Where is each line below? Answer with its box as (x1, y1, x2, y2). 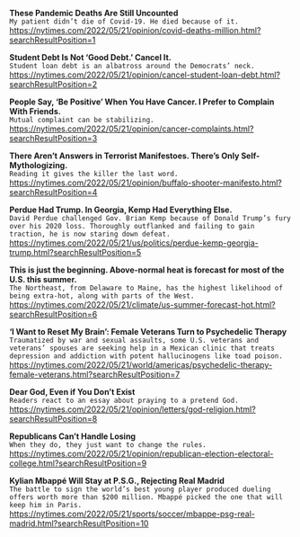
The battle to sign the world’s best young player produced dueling (9, 485, 271, 494)
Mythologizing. (9, 160, 68, 170)
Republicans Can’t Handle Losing (9, 431, 137, 442)
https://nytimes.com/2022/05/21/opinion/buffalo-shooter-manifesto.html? (9, 177, 283, 188)
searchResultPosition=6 (9, 309, 98, 319)
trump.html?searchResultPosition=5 (9, 247, 142, 257)
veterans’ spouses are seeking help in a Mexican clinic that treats (9, 344, 276, 353)
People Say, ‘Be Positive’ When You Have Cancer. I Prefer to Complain (9, 96, 275, 107)
